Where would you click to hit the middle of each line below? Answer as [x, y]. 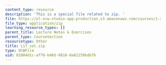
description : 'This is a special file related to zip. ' [65, 14]
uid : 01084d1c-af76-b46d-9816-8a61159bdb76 [51, 55]
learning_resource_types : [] [35, 28]
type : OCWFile [20, 50]
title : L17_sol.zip [25, 46]
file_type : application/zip [34, 23]
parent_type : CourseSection [34, 37]
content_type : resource [30, 10]
